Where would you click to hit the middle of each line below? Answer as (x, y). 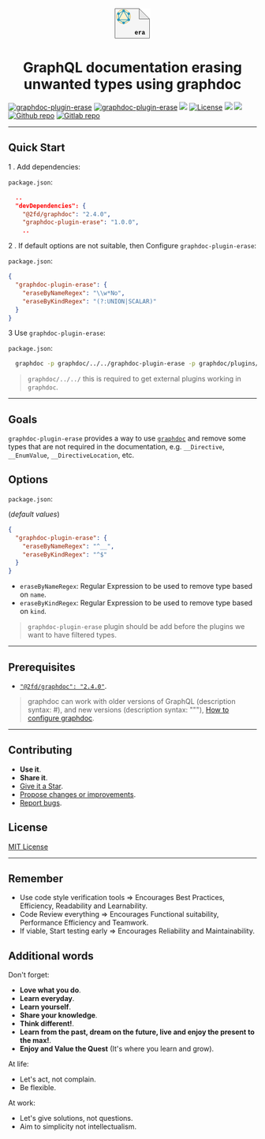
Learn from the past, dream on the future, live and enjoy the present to (137, 1032)
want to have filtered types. (72, 635)
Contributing (40, 750)
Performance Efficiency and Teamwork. (84, 923)
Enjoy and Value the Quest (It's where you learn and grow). (117, 1049)
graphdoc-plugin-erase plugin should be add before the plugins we (136, 627)
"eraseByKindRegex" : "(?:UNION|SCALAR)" (90, 301)
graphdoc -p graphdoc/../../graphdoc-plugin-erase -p (105, 364)
